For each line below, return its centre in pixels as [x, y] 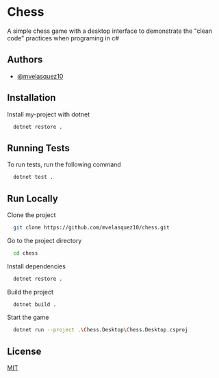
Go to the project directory [44, 240]
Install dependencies [37, 266]
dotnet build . [35, 304]
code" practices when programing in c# [63, 38]
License [24, 351]
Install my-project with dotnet [49, 114]
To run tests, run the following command [64, 164]
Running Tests [38, 148]
